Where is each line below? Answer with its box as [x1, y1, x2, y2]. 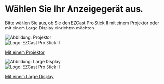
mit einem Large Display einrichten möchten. [5, 25, 95, 30]
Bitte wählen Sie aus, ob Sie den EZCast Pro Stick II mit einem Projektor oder [5, 20, 159, 26]
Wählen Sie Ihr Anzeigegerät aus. [5, 3, 143, 15]
